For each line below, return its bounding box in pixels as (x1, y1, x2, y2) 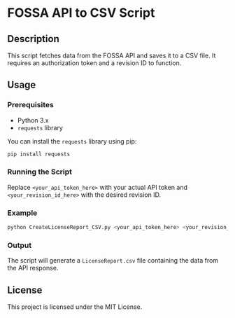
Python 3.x (17, 116, 49, 124)
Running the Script (7, 167, 72, 177)
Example (7, 208, 38, 218)
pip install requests (7, 151, 71, 158)
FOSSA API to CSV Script (7, 5, 155, 21)
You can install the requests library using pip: (7, 137, 137, 145)
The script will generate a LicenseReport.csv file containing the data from (7, 256, 219, 265)
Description (7, 33, 59, 45)
